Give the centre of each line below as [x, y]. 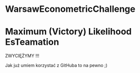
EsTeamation [32, 42]
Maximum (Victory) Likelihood [69, 32]
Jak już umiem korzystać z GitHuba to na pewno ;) [56, 66]
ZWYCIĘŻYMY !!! [22, 56]
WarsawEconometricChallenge [70, 9]
